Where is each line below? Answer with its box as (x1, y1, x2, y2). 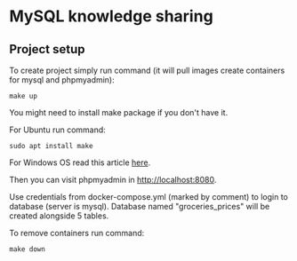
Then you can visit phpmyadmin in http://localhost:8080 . (9, 175, 217, 185)
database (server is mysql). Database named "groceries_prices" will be (9, 202, 270, 211)
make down (9, 245, 46, 254)
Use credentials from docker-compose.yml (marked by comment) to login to (9, 192, 289, 202)
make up (9, 91, 38, 100)
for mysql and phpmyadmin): (9, 75, 116, 85)
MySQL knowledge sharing (9, 6, 213, 27)
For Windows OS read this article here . (9, 157, 151, 168)
